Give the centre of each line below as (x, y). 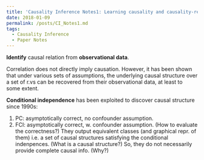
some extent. (23, 88)
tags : (13, 29)
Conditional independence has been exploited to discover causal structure (101, 100)
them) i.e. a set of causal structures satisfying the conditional (92, 138)
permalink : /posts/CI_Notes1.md (47, 23)
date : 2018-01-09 (28, 18)
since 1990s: (22, 106)
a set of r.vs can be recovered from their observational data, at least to (95, 82)
